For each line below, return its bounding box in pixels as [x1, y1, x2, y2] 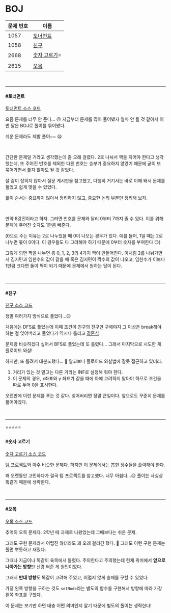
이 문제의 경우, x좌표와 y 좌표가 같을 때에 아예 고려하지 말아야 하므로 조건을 [12, 376, 161, 382]
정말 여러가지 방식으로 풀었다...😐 [5, 313, 71, 319]
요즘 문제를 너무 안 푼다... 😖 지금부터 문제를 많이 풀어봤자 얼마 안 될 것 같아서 [5, 116, 159, 122]
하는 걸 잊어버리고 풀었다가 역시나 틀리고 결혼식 [5, 330, 99, 336]
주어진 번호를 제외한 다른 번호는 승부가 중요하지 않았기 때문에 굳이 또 [25, 161, 161, 167]
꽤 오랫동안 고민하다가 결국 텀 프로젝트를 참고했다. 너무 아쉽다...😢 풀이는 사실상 [5, 472, 163, 478]
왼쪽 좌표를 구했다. [5, 592, 42, 598]
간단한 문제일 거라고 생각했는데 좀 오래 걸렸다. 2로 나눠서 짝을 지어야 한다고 [5, 154, 155, 161]
